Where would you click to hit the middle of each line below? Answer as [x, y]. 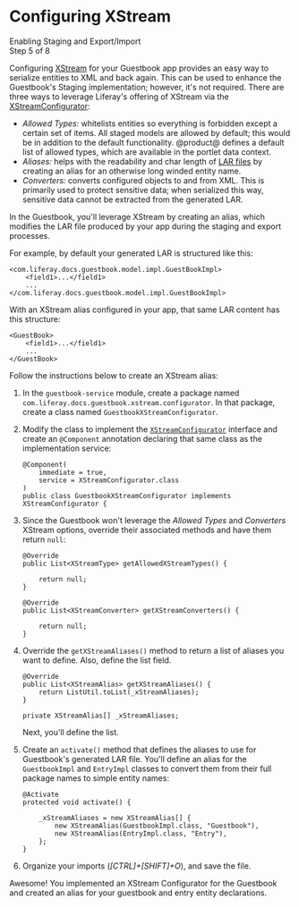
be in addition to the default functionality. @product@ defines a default [153, 142]
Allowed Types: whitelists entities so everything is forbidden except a [149, 123]
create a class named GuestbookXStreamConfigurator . [120, 411]
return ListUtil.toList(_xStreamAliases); [119, 692]
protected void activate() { [77, 802]
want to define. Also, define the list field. [97, 660]
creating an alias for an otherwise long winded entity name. [132, 171]
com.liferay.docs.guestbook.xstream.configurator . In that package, [149, 402]
